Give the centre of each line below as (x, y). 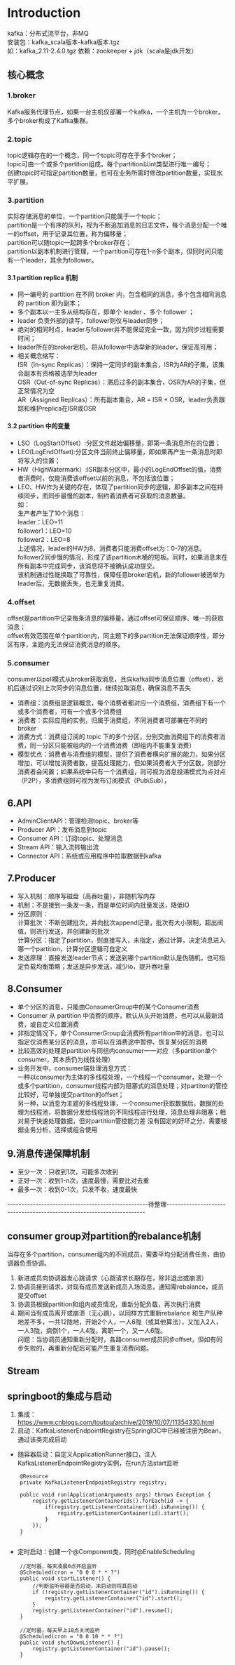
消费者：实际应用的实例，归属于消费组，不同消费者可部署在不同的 (112, 720)
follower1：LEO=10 (44, 531)
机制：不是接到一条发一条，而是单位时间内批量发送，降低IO (104, 905)
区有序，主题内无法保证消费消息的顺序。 (65, 644)
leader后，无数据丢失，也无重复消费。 (72, 583)
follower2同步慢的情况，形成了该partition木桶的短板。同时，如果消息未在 (122, 557)
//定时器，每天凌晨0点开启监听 (58, 1567)
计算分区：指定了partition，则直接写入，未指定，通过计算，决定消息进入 (121, 940)
